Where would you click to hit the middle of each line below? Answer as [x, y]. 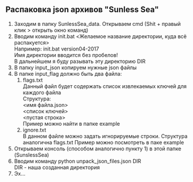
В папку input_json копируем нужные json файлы [75, 68]
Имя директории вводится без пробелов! [66, 55]
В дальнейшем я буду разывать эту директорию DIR [80, 61]
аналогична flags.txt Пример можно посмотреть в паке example [103, 142]
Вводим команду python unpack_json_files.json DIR [77, 161]
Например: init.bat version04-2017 [56, 49]
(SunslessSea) [31, 154]
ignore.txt [34, 130]
